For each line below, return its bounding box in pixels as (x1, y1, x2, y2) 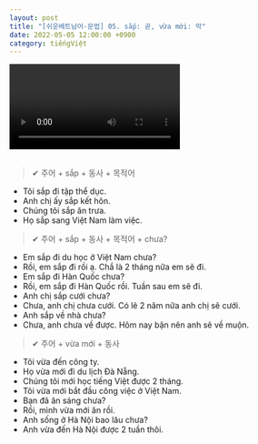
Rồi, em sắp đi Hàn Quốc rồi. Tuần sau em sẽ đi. (22, 281, 203, 292)
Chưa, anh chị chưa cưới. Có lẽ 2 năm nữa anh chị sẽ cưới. (22, 300, 241, 311)
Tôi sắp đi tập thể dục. (22, 186, 107, 197)
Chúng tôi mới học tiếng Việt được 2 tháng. (22, 376, 184, 387)
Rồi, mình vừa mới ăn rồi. (22, 405, 115, 416)
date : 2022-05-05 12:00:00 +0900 (9, 30, 136, 39)
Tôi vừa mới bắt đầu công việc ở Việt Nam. (22, 386, 182, 397)
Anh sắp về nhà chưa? (22, 310, 106, 321)
